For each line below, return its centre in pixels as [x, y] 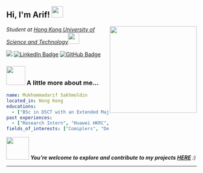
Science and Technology [37, 42]
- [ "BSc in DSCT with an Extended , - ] [104, 112]
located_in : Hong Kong [35, 101]
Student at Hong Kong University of [51, 29]
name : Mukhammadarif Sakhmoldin [47, 95]
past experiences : [29, 118]
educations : [21, 106]
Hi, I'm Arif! [28, 15]
